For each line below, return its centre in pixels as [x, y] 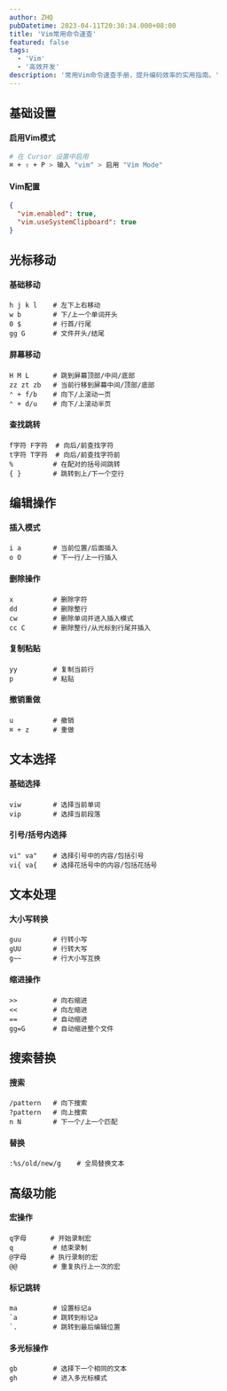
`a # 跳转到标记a [54, 1318]
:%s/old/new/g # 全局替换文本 [67, 1164]
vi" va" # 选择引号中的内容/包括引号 [77, 856]
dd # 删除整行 [48, 609]
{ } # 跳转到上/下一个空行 [67, 474]
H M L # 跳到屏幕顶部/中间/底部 [72, 375]
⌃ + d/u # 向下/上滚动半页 [60, 404]
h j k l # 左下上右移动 [55, 306]
